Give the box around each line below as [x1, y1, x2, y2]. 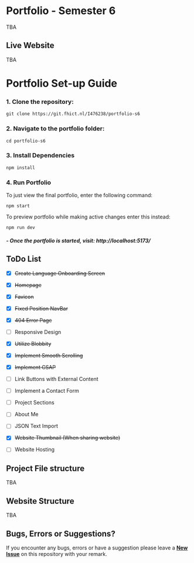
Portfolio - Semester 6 [6, 4, 116, 18]
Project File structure [6, 463, 85, 473]
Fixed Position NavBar [14, 305, 69, 312]
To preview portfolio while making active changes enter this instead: [6, 213, 171, 221]
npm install [6, 164, 35, 171]
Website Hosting [14, 446, 55, 453]
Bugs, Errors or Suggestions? [6, 528, 115, 538]
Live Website [6, 41, 55, 50]
